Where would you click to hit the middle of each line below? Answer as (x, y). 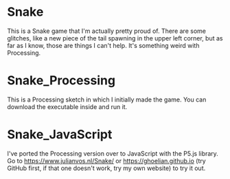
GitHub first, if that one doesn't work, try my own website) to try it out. (106, 168)
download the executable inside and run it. (67, 106)
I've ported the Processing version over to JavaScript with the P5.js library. (113, 153)
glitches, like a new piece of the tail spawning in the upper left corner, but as (115, 38)
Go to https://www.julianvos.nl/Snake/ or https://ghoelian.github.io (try (106, 160)
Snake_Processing (61, 81)
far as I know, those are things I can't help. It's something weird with (103, 45)
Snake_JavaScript (60, 135)
